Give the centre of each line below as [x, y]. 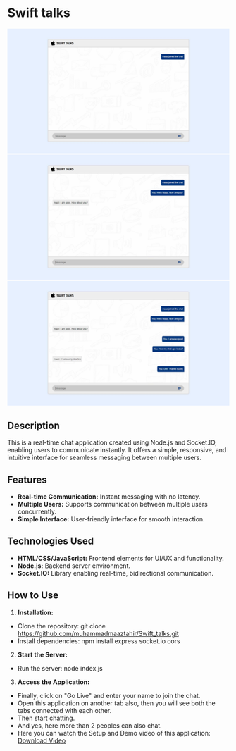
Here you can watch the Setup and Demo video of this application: [114, 733]
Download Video [42, 740]
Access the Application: [54, 682]
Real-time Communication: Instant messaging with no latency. [109, 497]
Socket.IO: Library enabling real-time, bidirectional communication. [115, 573]
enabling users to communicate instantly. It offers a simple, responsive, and [117, 450]
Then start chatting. [46, 718]
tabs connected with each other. [64, 710]
